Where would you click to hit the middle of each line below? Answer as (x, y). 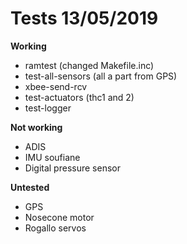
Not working (36, 127)
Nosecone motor (59, 217)
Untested (30, 187)
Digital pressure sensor (72, 168)
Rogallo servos (55, 228)
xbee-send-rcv (56, 86)
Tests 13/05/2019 (84, 18)
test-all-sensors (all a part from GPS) (101, 76)
